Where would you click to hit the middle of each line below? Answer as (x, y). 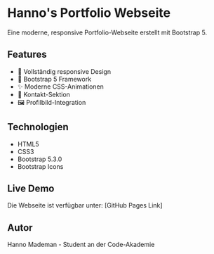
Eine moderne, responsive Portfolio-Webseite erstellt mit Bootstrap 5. (107, 32)
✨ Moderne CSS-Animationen (60, 87)
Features (27, 55)
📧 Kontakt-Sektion (44, 94)
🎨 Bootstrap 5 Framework (54, 79)
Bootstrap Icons (40, 166)
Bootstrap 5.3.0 (40, 159)
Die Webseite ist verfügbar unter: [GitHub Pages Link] (85, 205)
